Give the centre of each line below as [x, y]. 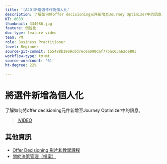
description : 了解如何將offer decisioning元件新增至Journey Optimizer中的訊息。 [85, 14]
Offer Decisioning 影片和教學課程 [46, 150]
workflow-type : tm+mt [28, 56]
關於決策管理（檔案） [34, 156]
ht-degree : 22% [21, 65]
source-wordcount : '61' [30, 61]
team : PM [14, 38]
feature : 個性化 [21, 28]
